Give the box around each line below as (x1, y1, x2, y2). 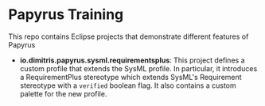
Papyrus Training (8, 6, 124, 24)
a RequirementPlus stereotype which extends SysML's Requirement (19, 72, 242, 81)
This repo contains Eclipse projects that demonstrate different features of (8, 32, 249, 41)
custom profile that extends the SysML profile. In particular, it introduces (19, 63, 258, 73)
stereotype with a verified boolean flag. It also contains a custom (19, 81, 236, 90)
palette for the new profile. (19, 89, 107, 98)
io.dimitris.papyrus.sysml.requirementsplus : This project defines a (19, 55, 245, 65)
